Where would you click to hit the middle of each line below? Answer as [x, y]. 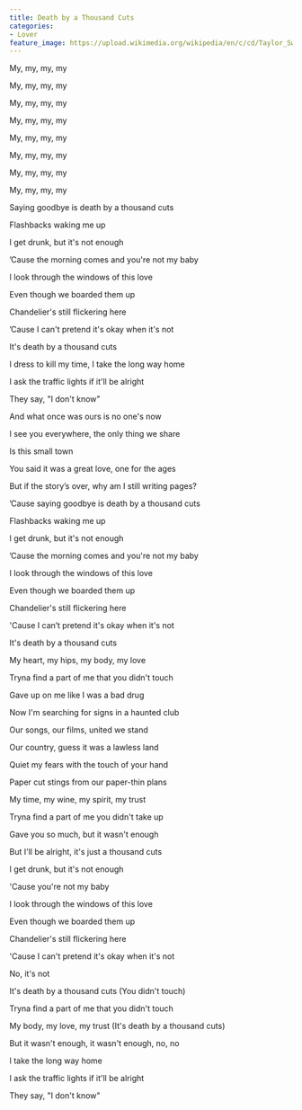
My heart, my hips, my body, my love [78, 661]
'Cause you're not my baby [59, 887]
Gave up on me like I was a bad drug [77, 695]
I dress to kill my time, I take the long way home [98, 364]
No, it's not [30, 974]
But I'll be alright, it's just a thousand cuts [86, 852]
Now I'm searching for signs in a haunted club [94, 713]
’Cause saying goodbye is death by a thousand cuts [105, 503]
